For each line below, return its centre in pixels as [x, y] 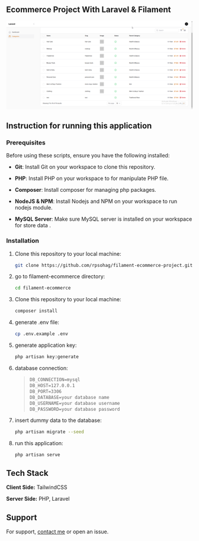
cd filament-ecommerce [43, 288]
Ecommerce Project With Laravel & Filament [89, 10]
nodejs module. [34, 208]
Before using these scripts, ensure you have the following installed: [88, 156]
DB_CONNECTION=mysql [55, 379]
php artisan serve [37, 455]
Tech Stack [27, 473]
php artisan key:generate [46, 357]
